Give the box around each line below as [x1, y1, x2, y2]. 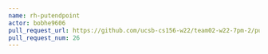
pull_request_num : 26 [8, 33, 81, 42]
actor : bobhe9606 [8, 19, 66, 27]
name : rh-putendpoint [8, 11, 81, 20]
